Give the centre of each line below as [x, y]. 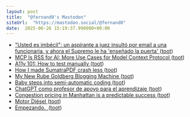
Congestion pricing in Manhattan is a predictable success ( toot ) [93, 95]
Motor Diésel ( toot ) [38, 102]
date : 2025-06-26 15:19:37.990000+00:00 [58, 28]
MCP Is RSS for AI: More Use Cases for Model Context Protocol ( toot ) [100, 57]
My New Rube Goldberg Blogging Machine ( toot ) [75, 76]
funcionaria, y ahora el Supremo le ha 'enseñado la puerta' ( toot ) [94, 51]
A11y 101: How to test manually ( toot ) [59, 64]
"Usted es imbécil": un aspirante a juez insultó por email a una [91, 45]
